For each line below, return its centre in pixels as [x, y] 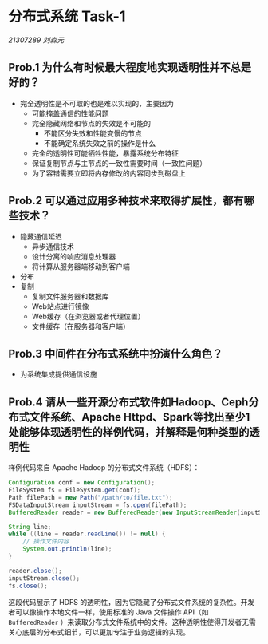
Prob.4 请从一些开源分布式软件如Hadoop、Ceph [128, 402]
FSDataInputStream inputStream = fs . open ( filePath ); [98, 505]
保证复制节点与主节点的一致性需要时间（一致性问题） [119, 163]
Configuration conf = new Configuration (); [82, 483]
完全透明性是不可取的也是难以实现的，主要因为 [97, 103]
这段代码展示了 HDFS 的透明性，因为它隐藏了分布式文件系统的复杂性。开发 [132, 602]
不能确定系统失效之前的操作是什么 [100, 143]
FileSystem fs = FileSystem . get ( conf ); [75, 490]
